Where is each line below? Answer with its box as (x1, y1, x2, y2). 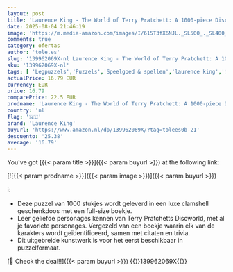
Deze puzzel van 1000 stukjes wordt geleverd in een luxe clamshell (17, 199, 209, 208)
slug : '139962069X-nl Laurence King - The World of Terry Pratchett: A (7, 56, 218, 62)
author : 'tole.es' (7, 49, 60, 56)
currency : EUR (7, 81, 49, 88)
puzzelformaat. (17, 244, 61, 252)
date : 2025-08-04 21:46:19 (7, 23, 85, 30)
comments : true (7, 36, 51, 43)
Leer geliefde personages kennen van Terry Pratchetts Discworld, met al (17, 214, 225, 223)
